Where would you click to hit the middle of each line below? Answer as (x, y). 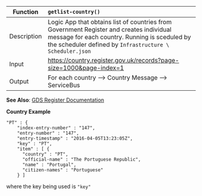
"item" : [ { (33, 149)
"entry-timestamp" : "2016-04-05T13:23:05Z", (75, 138)
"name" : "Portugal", (49, 165)
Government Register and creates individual (110, 29)
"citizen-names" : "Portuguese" (63, 170)
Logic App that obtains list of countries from (110, 22)
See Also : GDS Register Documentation (55, 100)
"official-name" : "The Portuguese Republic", (81, 159)
